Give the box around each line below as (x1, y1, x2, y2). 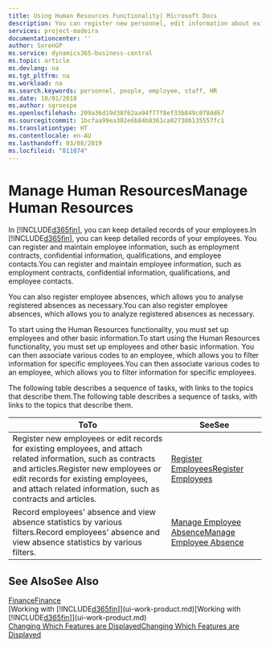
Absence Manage (170, 527, 235, 538)
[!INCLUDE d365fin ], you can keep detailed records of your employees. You (8, 234, 257, 243)
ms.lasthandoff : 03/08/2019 (8, 139, 103, 147)
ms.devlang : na (8, 64, 59, 73)
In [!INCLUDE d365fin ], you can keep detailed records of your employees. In (8, 225, 257, 234)
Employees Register (170, 463, 244, 475)
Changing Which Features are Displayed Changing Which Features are (8, 621, 239, 631)
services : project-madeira (8, 27, 99, 35)
